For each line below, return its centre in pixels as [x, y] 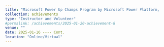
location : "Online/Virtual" [34, 37]
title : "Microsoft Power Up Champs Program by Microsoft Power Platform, [82, 10]
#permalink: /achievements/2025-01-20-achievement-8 [60, 23]
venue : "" [15, 28]
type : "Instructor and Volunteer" [41, 19]
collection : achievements [32, 14]
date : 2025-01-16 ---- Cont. [35, 32]
